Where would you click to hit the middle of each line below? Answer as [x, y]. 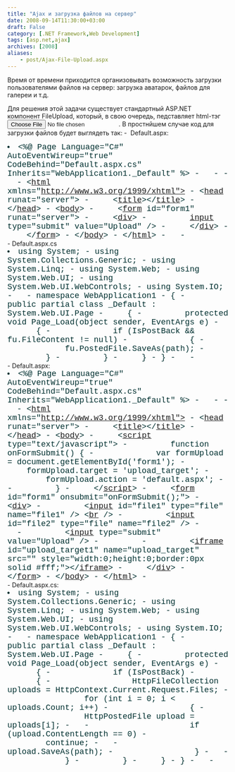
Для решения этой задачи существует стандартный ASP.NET [100, 108]
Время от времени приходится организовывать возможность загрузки [114, 80]
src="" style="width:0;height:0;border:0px [106, 559]
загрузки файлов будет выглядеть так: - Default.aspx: [88, 133]
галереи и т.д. [28, 95]
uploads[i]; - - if [103, 725]
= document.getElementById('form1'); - [96, 462]
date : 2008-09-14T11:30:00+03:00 [56, 20]
